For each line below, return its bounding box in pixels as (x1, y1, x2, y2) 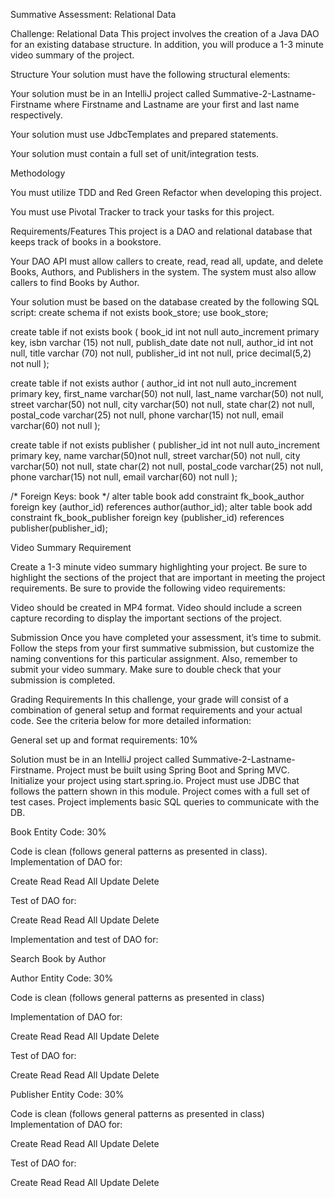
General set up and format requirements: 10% (10, 734, 198, 746)
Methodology (10, 167, 66, 179)
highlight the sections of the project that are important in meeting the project (10, 572, 326, 583)
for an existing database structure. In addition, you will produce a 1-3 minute (10, 39, 324, 50)
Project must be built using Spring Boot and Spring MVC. (56, 764, 290, 776)
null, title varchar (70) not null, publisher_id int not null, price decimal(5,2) (10, 347, 312, 359)
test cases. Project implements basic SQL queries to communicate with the (10, 796, 320, 808)
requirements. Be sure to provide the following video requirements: (10, 582, 286, 594)
